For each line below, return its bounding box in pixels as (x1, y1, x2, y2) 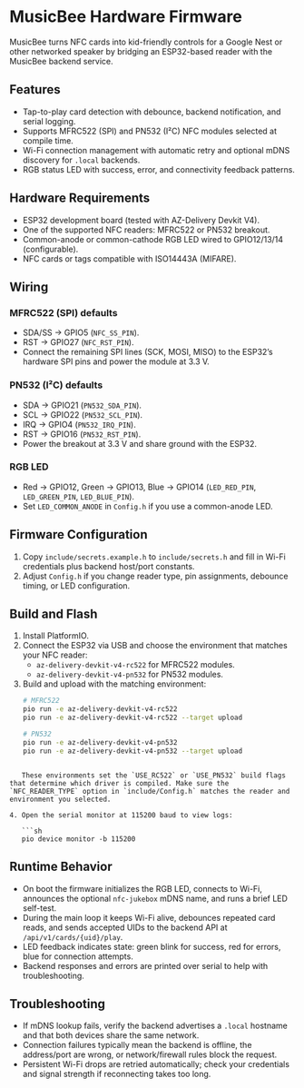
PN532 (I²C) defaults (9, 379, 103, 391)
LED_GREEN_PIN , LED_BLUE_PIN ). (22, 490, 134, 501)
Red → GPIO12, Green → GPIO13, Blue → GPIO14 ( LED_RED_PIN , (22, 481, 257, 492)
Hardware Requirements (9, 191, 151, 206)
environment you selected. (9, 795, 112, 804)
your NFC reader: (22, 649, 88, 660)
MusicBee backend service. (9, 55, 113, 66)
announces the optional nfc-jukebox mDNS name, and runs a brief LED (22, 893, 289, 904)
